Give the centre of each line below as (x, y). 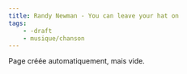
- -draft (38, 31)
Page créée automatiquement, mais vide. (77, 61)
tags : (17, 23)
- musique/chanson (54, 38)
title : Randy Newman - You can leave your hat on (94, 16)
